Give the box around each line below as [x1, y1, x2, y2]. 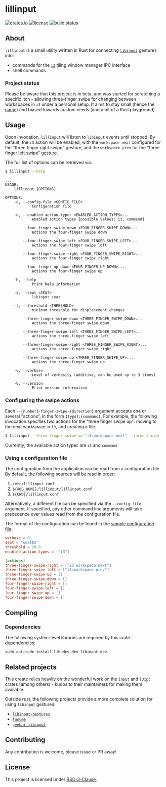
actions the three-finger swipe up [31, 359, 105, 364]
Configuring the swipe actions [5, 397, 80, 404]
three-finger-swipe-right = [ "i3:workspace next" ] [5, 563, 112, 568]
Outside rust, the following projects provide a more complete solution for [5, 696, 153, 702]
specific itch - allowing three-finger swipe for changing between [5, 96, 137, 102]
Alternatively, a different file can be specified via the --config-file [5, 500, 142, 507]
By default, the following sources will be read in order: [5, 471, 115, 477]
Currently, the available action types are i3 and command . [5, 442, 119, 448]
